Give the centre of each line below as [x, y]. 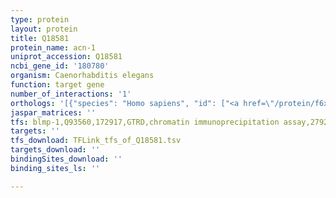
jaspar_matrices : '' [53, 112]
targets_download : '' [55, 150]
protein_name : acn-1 [53, 47]
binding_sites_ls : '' [55, 168]
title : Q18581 [40, 38]
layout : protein [44, 29]
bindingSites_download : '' [66, 159]
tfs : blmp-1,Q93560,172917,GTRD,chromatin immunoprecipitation [145, 122]
